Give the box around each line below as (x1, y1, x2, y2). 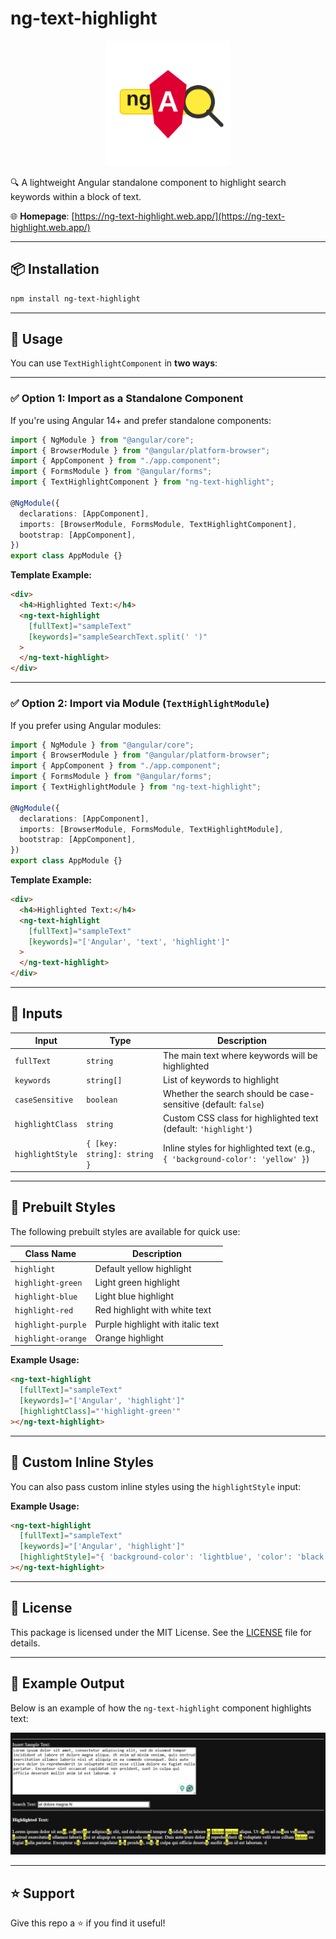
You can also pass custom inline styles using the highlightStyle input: (10, 1480, 302, 1492)
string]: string (86, 1149, 154, 1159)
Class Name (24, 1248, 77, 1260)
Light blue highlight (94, 1290, 174, 1302)
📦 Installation (10, 261, 100, 278)
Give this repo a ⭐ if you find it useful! (10, 1917, 166, 1929)
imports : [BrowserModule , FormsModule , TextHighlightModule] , (19, 824, 284, 834)
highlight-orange (14, 1333, 87, 1344)
